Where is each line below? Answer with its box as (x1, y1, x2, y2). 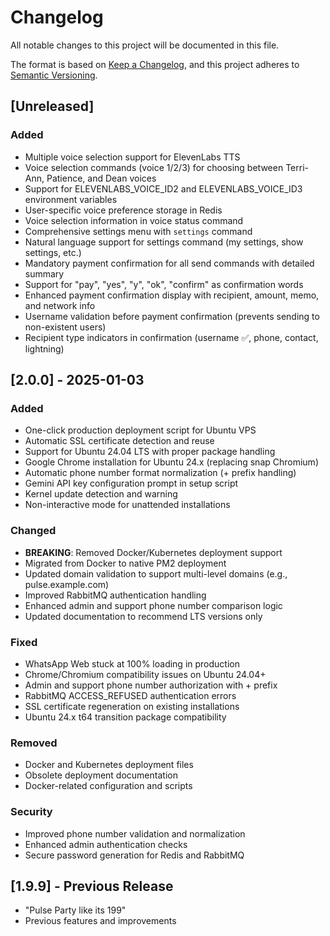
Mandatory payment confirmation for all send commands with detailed (24, 257, 315, 269)
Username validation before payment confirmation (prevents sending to (24, 310, 320, 322)
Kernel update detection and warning (24, 488, 178, 500)
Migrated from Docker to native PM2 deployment (24, 557, 227, 569)
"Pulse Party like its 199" (24, 904, 127, 916)
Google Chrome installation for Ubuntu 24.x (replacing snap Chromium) (24, 456, 319, 468)
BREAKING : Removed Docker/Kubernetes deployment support (24, 546, 283, 558)
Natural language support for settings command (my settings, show (24, 236, 304, 248)
